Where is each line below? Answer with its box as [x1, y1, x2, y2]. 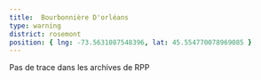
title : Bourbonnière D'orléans [9, 12, 129, 22]
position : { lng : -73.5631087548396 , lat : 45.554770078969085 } [9, 37, 252, 47]
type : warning [9, 21, 62, 30]
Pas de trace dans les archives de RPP [9, 62, 150, 73]
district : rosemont [9, 29, 82, 38]
